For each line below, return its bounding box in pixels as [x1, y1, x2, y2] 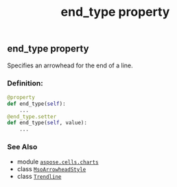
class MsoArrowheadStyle [16, 165, 86, 173]
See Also [7, 142, 38, 152]
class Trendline [16, 173, 62, 181]
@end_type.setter [7, 113, 57, 120]
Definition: [7, 78, 43, 88]
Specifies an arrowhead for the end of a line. [7, 61, 134, 69]
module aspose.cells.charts [16, 157, 99, 166]
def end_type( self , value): [7, 120, 88, 126]
